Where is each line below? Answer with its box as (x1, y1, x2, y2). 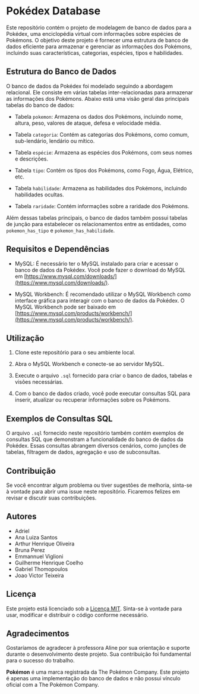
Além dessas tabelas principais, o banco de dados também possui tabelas (6, 214, 188, 221)
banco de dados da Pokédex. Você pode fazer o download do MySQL (14, 266, 186, 273)
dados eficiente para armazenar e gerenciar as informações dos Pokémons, (6, 43, 192, 50)
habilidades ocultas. (14, 191, 64, 198)
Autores (6, 511, 37, 522)
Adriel (14, 527, 30, 535)
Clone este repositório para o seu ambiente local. (14, 349, 135, 356)
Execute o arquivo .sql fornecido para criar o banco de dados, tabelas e (14, 372, 192, 380)
